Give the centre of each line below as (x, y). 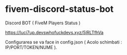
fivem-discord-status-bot (59, 9)
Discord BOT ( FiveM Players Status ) (43, 23)
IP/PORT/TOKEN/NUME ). (31, 47)
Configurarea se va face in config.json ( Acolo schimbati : (64, 42)
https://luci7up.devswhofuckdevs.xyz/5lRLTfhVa (54, 32)
